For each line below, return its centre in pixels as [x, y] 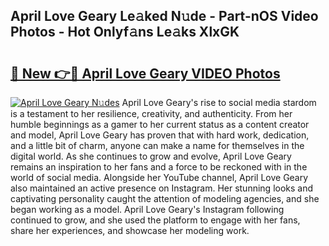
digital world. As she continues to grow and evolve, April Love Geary [151, 156]
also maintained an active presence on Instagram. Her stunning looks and [162, 188]
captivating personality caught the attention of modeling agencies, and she [165, 198]
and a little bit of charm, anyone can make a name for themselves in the [157, 145]
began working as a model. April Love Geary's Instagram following [147, 209]
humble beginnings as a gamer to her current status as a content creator [160, 124]
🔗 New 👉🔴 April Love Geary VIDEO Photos [145, 73]
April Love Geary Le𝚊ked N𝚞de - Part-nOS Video [164, 16]
